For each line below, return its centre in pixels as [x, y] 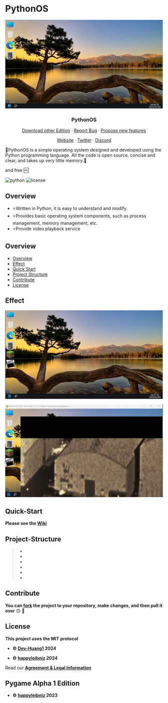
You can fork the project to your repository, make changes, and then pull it [84, 605]
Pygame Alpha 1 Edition [42, 683]
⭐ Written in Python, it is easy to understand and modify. [70, 209]
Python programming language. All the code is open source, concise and [80, 155]
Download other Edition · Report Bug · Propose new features [84, 131]
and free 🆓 [17, 170]
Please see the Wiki [26, 523]
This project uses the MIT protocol [42, 638]
